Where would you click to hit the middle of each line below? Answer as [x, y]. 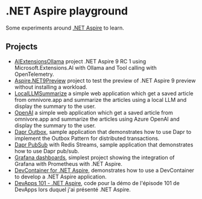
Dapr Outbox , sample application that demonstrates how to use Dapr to [103, 131]
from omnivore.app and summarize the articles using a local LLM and [100, 99]
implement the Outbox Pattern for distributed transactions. [87, 138]
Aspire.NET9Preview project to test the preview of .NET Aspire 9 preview [105, 80]
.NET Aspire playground [67, 11]
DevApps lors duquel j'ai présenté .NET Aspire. [72, 189]
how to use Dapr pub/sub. [47, 151]
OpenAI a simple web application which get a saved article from [93, 112]
